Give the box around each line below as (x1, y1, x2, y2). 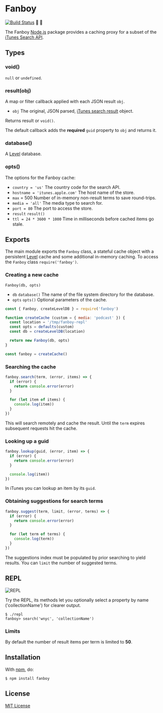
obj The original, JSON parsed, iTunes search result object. (12, 108, 134, 114)
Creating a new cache (5, 271, 59, 278)
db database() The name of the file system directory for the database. (12, 291, 155, 297)
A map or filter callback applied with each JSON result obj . (5, 98, 125, 104)
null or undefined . (5, 75, 42, 81)
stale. (12, 221, 24, 227)
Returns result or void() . (5, 118, 55, 123)
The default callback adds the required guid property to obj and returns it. (5, 127, 157, 133)
